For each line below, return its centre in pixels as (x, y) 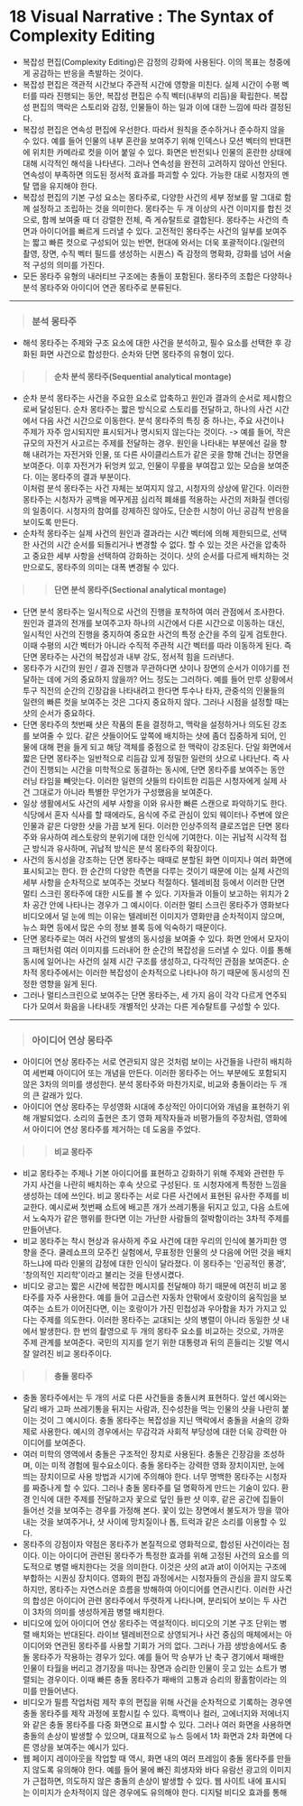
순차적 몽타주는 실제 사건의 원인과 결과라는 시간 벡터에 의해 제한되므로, (146, 533)
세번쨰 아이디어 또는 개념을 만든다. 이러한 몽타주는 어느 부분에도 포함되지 (160, 1073)
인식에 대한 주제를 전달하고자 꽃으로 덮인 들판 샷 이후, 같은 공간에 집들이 (158, 1499)
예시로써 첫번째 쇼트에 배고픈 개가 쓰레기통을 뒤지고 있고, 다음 (157, 1207)
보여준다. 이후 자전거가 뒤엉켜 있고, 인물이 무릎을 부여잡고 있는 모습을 (144, 465)
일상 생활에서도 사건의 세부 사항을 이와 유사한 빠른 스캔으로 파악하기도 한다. (155, 803)
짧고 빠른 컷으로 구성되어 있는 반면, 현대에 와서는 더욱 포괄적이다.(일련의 (159, 242)
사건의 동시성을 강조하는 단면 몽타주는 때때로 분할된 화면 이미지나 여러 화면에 (157, 860)
